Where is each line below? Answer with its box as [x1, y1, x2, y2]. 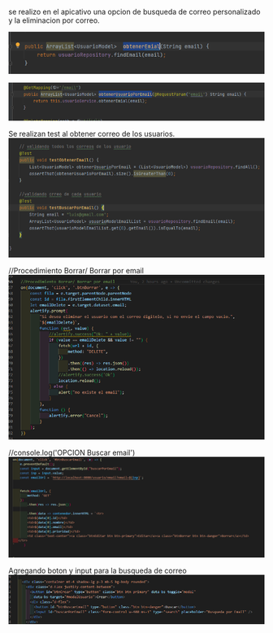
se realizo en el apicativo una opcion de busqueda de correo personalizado [8, 7, 261, 16]
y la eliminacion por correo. [8, 15, 100, 25]
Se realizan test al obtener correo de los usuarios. [8, 129, 175, 138]
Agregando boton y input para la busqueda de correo [8, 565, 187, 576]
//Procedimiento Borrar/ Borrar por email [8, 266, 145, 276]
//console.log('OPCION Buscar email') [8, 447, 136, 458]
